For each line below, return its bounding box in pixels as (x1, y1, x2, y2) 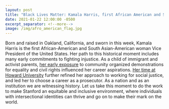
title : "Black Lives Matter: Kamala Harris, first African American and (5, 12, 161, 17)
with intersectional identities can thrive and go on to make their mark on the (5, 94, 162, 100)
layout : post (5, 7, 33, 13)
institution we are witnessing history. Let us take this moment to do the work (5, 83, 163, 89)
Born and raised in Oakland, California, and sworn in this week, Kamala (5, 40, 152, 46)
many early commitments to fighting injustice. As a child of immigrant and (5, 56, 158, 62)
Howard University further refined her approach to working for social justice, (5, 72, 164, 78)
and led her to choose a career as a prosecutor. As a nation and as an (5, 78, 149, 84)
